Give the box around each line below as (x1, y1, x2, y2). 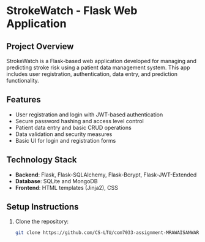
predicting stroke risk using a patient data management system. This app (6, 64, 190, 71)
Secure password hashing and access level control (15, 117, 144, 124)
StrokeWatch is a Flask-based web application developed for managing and (6, 58, 197, 64)
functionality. (6, 77, 40, 84)
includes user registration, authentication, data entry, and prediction (6, 70, 177, 77)
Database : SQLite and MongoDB (15, 177, 98, 184)
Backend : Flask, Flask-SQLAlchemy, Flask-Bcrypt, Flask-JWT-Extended (15, 171, 197, 178)
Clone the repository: (15, 218, 69, 225)
